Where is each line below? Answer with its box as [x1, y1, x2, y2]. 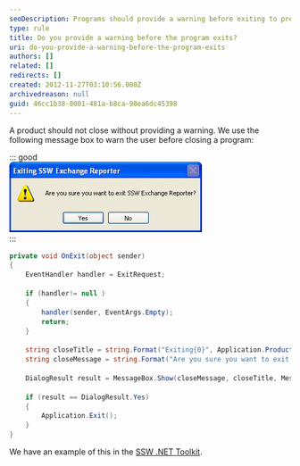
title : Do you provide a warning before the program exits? [9, 33, 238, 42]
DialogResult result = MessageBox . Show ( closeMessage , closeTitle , [25, 373, 278, 383]
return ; [41, 317, 70, 326]
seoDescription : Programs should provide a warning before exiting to [9, 14, 278, 23]
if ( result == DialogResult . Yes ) [25, 393, 150, 402]
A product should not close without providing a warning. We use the [9, 125, 260, 136]
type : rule [9, 23, 50, 33]
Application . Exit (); [41, 412, 118, 420]
